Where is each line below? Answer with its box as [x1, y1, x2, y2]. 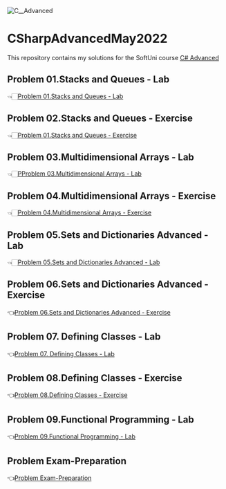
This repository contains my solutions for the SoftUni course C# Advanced [7, 53, 219, 62]
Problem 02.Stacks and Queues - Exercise [7, 113, 194, 124]
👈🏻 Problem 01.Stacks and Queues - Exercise [7, 131, 137, 139]
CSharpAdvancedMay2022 [7, 31, 168, 46]
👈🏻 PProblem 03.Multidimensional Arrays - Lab [7, 169, 142, 178]
